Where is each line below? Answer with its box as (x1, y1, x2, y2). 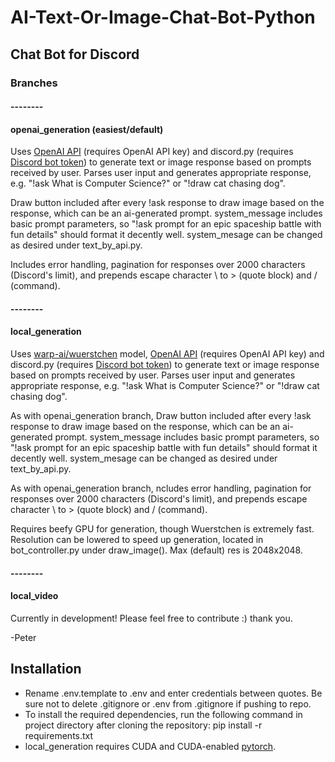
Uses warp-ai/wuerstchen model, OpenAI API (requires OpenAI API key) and (10, 348, 325, 360)
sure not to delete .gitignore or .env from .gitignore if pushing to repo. (24, 697, 312, 710)
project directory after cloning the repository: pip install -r (24, 719, 263, 731)
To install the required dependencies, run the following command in (24, 708, 303, 720)
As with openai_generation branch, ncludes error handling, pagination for (10, 482, 312, 495)
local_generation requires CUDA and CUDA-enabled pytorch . (24, 740, 277, 752)
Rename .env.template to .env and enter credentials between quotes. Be (24, 687, 323, 699)
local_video (10, 590, 59, 602)
